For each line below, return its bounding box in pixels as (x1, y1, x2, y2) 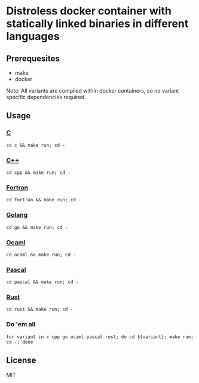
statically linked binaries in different (6, 17, 189, 30)
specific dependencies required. (6, 94, 86, 100)
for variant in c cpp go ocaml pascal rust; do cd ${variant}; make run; (6, 333, 194, 340)
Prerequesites (6, 53, 60, 63)
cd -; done (6, 339, 33, 345)
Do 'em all (6, 320, 36, 329)
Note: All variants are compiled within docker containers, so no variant (6, 87, 179, 94)
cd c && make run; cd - (6, 142, 66, 148)
